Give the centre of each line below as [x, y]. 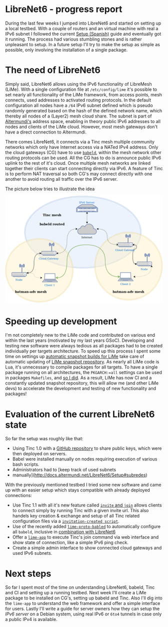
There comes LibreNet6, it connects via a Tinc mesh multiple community [80, 142]
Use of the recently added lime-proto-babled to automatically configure [86, 527]
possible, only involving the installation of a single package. [66, 50]
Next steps [28, 574]
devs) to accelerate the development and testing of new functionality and [81, 389]
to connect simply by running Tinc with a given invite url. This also [80, 511]
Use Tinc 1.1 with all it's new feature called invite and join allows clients [87, 505]
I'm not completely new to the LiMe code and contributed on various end [80, 335]
